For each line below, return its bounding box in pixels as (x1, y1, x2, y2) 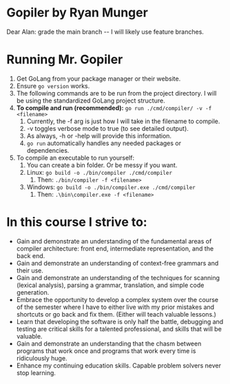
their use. (16, 266, 44, 275)
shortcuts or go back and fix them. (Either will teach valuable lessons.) (16, 310, 216, 318)
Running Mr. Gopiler (6, 52, 123, 67)
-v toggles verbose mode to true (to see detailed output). (26, 124, 189, 132)
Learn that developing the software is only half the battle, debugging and (16, 317, 224, 326)
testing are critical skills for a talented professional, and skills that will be (16, 325, 222, 333)
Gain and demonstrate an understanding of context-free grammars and (16, 259, 219, 267)
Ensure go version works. (16, 81, 90, 90)
